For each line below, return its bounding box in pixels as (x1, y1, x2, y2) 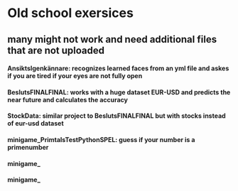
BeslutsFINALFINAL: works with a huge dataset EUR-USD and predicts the (7, 87, 231, 97)
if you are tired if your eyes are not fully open (7, 72, 143, 80)
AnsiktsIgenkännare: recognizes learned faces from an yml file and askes (7, 64, 229, 72)
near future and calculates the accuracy (7, 95, 129, 104)
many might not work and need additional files (7, 33, 217, 45)
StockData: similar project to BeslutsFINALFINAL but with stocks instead (7, 111, 226, 120)
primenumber (7, 143, 49, 151)
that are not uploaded (7, 44, 105, 56)
